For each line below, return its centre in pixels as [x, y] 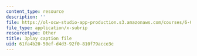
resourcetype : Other [31, 33]
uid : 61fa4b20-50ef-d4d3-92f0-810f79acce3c [60, 44]
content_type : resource [35, 11]
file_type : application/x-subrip [47, 28]
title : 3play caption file [39, 38]
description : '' [26, 17]
